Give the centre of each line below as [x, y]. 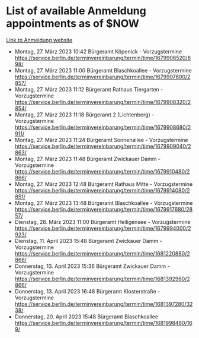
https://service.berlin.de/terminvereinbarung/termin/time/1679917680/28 [104, 209]
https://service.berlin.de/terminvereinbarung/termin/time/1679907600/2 [102, 77]
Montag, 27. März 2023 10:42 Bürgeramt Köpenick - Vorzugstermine [98, 51]
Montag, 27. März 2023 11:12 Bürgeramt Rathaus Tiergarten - [89, 89]
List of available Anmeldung [76, 11]
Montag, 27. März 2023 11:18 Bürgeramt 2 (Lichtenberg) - [84, 115]
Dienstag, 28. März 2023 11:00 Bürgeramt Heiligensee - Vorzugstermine [102, 222]
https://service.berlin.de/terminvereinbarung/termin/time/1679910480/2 [102, 171]
